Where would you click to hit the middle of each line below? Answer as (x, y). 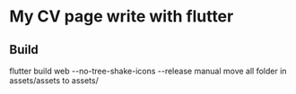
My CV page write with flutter (122, 17)
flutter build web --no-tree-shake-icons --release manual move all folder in (148, 71)
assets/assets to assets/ (54, 81)
